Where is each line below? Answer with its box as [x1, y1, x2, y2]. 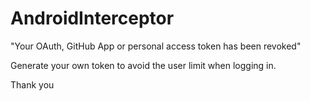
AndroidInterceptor [10, 7, 175, 30]
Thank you [10, 78, 55, 91]
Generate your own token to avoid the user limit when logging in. [10, 59, 277, 71]
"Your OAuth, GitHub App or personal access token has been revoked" [10, 40, 302, 52]
